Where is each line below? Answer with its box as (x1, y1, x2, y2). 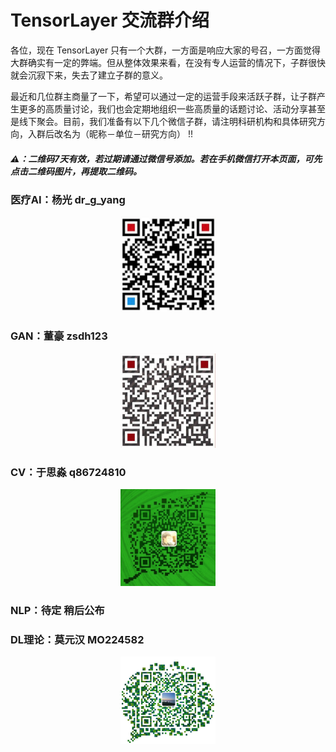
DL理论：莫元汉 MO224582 (10, 632, 145, 646)
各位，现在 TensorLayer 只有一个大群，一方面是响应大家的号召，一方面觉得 (10, 44, 322, 56)
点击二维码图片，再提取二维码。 (10, 165, 142, 177)
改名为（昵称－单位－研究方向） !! (53, 127, 193, 140)
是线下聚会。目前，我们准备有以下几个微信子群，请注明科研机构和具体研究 (10, 115, 317, 127)
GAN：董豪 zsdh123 (10, 329, 108, 343)
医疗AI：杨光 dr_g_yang (10, 192, 126, 206)
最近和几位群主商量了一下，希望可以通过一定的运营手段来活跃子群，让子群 (10, 90, 317, 102)
